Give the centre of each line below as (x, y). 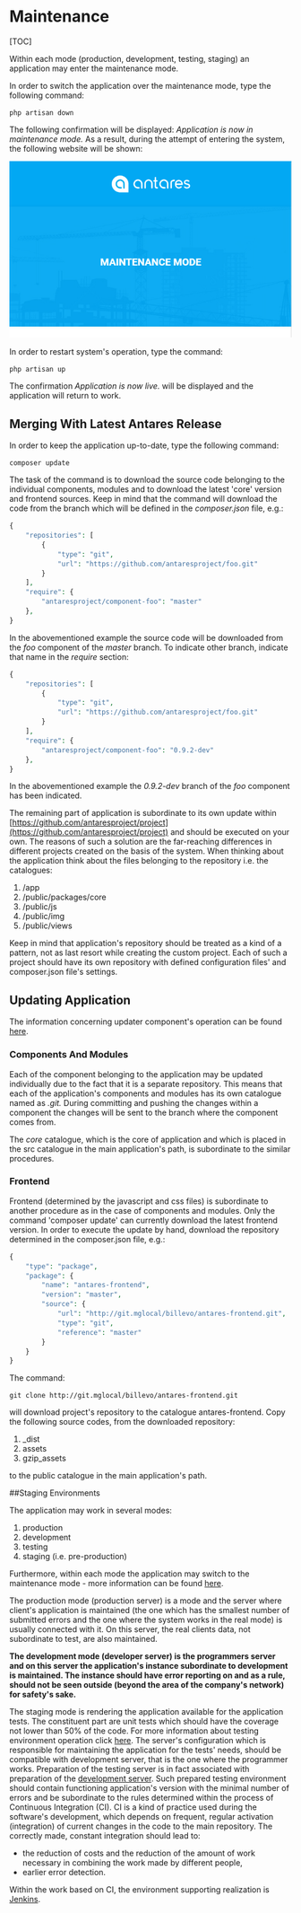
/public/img (43, 917)
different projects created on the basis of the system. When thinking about (146, 851)
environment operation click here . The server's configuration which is (138, 1741)
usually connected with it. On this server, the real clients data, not (130, 1629)
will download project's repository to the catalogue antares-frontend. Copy (147, 1412)
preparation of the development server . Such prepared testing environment (148, 1778)
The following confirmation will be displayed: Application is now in (131, 129)
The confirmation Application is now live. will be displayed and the (131, 386)
